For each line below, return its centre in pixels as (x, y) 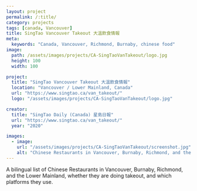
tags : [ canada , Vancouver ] (39, 28)
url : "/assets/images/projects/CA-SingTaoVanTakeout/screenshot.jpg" (104, 148)
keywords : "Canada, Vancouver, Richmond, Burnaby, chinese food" (93, 45)
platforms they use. (29, 182)
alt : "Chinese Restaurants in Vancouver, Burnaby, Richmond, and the (104, 153)
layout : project (26, 11)
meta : (13, 39)
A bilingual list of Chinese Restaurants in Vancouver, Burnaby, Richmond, (95, 169)
